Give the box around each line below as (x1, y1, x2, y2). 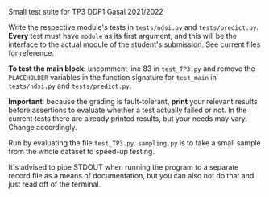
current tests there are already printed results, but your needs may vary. (8, 114, 248, 124)
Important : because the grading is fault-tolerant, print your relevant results (8, 97, 258, 106)
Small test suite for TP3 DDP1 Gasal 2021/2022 (8, 7, 163, 16)
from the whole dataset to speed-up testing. (8, 147, 155, 156)
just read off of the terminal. (8, 179, 101, 189)
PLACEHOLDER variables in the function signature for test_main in (8, 73, 217, 82)
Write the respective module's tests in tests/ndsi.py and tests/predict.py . (8, 23, 259, 31)
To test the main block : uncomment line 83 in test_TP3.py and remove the (8, 64, 255, 73)
